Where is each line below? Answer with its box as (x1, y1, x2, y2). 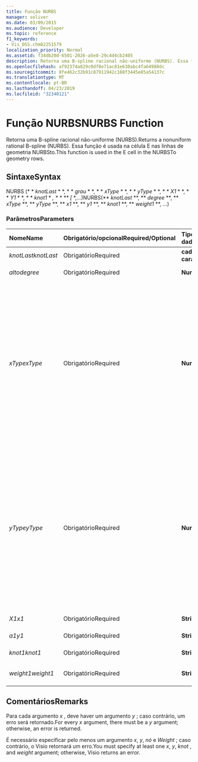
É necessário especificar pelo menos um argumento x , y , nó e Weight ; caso (6, 736, 191, 743)
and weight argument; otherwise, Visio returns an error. (6, 748, 140, 756)
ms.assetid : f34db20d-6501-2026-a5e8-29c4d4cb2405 (6, 53, 133, 58)
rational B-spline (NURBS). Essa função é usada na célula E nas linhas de (6, 142, 184, 149)
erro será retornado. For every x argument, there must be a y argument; (6, 718, 179, 725)
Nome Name (9, 234, 43, 242)
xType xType (9, 359, 42, 367)
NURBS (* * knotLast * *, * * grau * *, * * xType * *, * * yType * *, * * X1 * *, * (6, 187, 190, 195)
